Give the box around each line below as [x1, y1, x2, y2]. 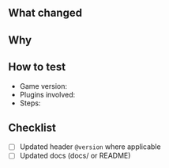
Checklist [8, 120, 57, 134]
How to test [8, 60, 66, 74]
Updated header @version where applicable [19, 142, 161, 151]
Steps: [19, 98, 41, 108]
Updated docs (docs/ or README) [19, 151, 131, 161]
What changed [8, 6, 83, 20]
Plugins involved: [19, 90, 76, 99]
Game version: [19, 81, 67, 90]
